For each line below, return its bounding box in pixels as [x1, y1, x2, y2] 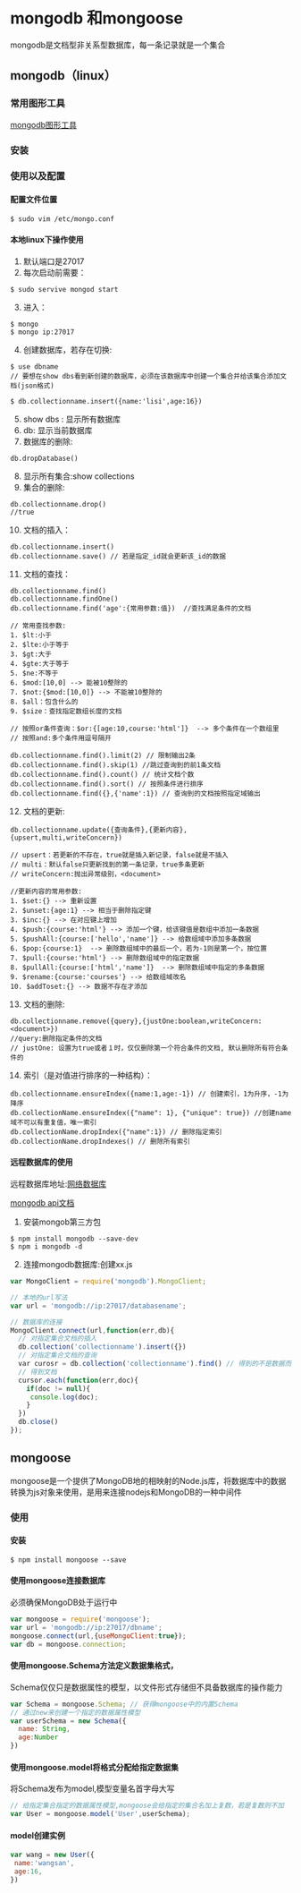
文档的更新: [22, 806, 65, 816]
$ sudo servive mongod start [10, 285, 119, 294]
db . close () [18, 1418, 59, 1427]
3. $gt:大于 [10, 650, 52, 659]
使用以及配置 [10, 170, 66, 183]
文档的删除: [22, 999, 65, 1010]
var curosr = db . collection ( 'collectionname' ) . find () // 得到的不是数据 [18, 1360, 285, 1369]
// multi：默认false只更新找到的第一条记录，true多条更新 [10, 860, 205, 869]
